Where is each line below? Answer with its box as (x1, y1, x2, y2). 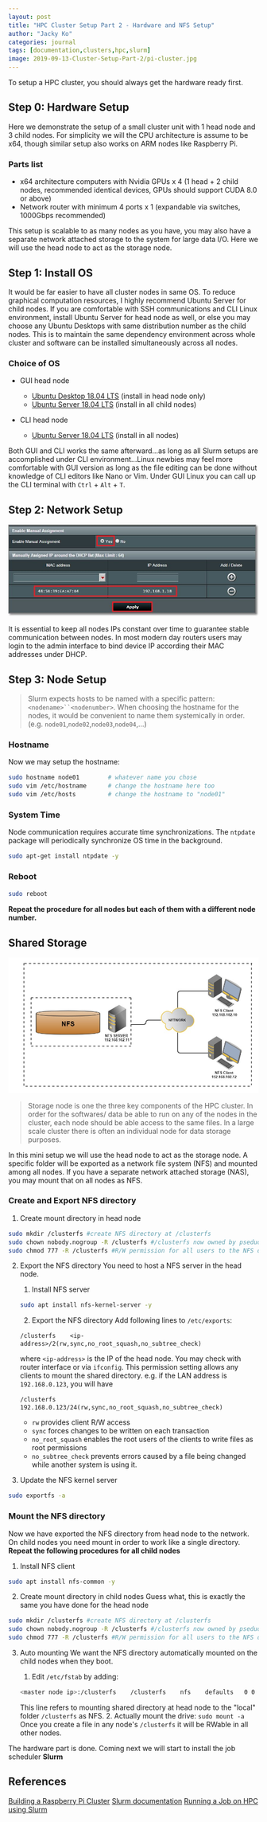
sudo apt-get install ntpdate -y (8, 852, 119, 860)
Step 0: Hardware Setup (8, 100, 130, 115)
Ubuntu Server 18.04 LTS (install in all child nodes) (31, 400, 197, 409)
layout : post (8, 13, 52, 21)
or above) (19, 194, 52, 203)
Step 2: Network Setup (8, 502, 123, 517)
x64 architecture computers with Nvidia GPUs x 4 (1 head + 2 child (19, 177, 238, 186)
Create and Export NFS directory (8, 1195, 137, 1206)
